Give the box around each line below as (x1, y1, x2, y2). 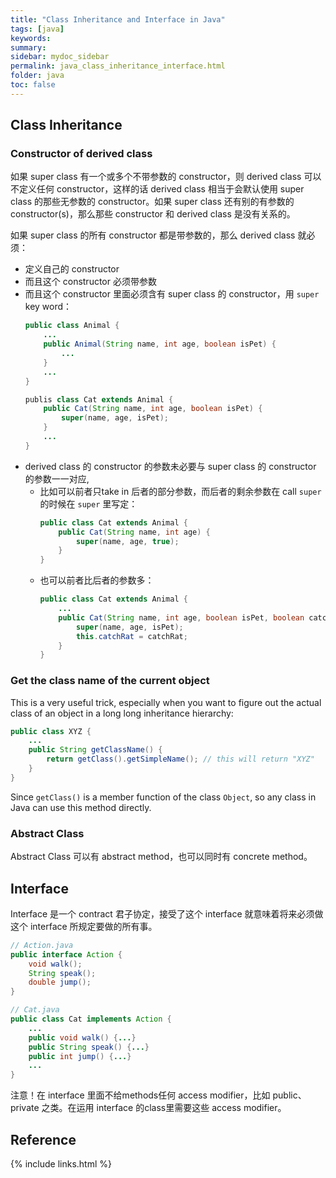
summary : (10, 42, 47, 53)
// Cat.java (10, 1005, 60, 1015)
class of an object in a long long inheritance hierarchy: (10, 707, 234, 719)
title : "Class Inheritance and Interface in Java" (10, 14, 226, 25)
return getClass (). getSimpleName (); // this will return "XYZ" (46, 754, 315, 765)
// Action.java (10, 940, 74, 950)
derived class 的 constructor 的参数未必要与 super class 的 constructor (24, 460, 317, 472)
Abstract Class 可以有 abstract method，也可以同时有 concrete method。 (10, 851, 313, 863)
